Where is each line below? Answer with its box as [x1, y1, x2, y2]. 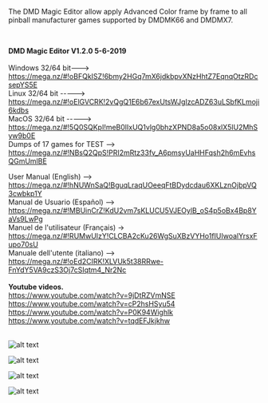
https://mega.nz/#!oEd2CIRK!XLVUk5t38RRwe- [8, 257, 164, 266]
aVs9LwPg [8, 215, 44, 223]
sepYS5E [8, 80, 38, 89]
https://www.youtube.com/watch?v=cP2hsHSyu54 [8, 299, 175, 308]
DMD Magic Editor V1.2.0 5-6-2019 [8, 46, 127, 55]
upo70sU [8, 239, 38, 249]
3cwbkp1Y [8, 189, 42, 198]
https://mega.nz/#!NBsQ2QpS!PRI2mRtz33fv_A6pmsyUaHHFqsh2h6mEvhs [8, 148, 256, 157]
